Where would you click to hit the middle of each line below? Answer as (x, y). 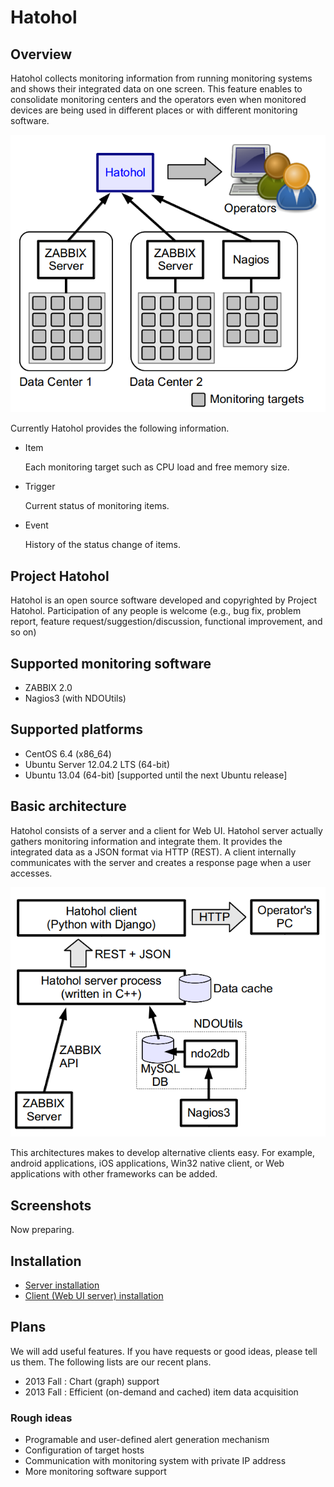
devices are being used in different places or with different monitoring (154, 110)
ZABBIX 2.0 (48, 688)
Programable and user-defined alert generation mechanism (147, 1440)
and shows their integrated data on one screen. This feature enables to (156, 89)
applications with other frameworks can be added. (114, 1174)
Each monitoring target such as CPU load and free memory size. (157, 467)
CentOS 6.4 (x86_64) (68, 753)
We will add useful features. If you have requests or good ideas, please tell (164, 1351)
